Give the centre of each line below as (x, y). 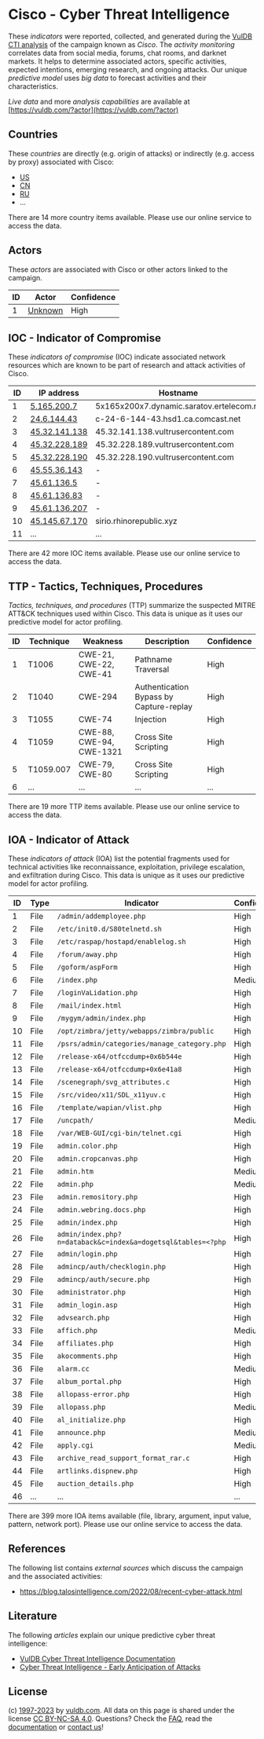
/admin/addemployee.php (101, 916)
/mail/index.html (89, 1006)
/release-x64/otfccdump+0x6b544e (119, 1057)
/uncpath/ (75, 1120)
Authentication (162, 687)
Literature (33, 1616)
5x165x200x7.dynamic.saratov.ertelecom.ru (178, 406)
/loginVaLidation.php (97, 992)
